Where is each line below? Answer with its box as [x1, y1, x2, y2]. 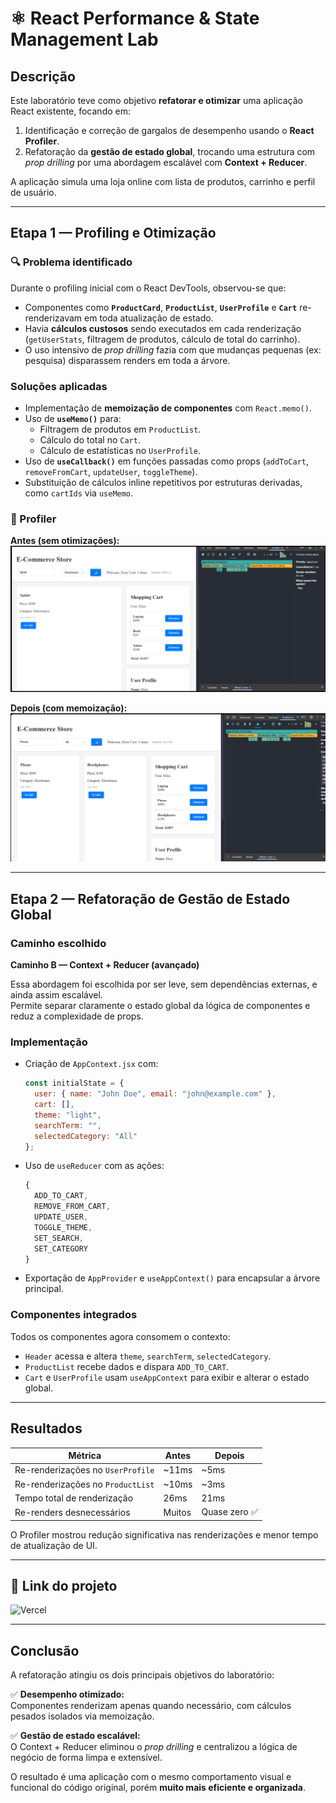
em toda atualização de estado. [84, 312, 214, 324]
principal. [24, 1283, 64, 1295]
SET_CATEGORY [34, 1243, 89, 1254]
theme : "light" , [34, 1110, 102, 1120]
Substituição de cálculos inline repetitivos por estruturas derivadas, [24, 476, 303, 488]
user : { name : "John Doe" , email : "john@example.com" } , [34, 1089, 277, 1099]
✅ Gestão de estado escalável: [10, 1730, 141, 1742]
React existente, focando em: [10, 105, 132, 117]
